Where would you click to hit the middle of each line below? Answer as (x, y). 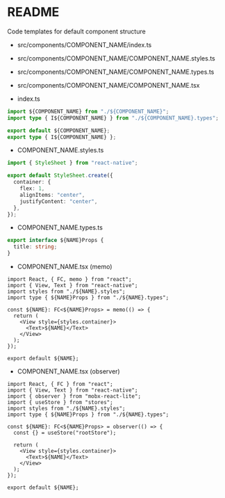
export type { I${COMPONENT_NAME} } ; (62, 137)
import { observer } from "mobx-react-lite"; (74, 396)
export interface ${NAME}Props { (56, 241)
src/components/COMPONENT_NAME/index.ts (84, 45)
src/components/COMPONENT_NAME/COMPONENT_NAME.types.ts (116, 72)
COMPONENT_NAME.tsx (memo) (65, 267)
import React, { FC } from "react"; (60, 384)
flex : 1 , (32, 188)
